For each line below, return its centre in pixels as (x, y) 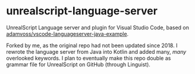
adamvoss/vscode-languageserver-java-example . (67, 33)
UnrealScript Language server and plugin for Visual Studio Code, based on (97, 27)
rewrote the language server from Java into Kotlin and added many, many (96, 51)
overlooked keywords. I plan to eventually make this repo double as (89, 58)
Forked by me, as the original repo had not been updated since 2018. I (92, 45)
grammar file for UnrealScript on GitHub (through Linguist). (78, 64)
